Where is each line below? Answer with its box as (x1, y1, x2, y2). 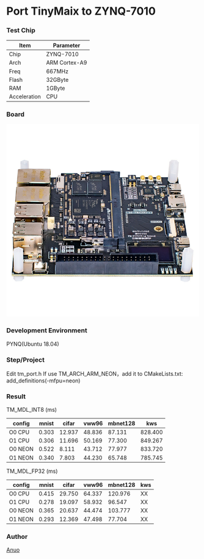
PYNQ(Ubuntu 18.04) (6, 340, 59, 348)
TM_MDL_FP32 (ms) (6, 467, 58, 475)
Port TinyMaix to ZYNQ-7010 (6, 4, 156, 18)
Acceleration (9, 93, 42, 100)
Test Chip (6, 26, 35, 35)
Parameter (53, 42, 81, 49)
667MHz (46, 67, 69, 75)
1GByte (46, 84, 65, 92)
